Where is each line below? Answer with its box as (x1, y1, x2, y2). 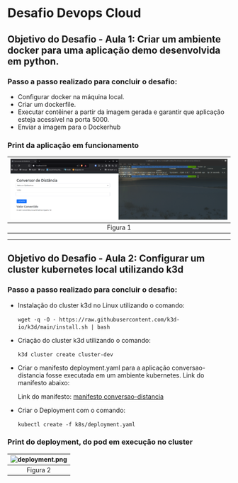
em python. (7, 55, 59, 67)
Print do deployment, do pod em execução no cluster (7, 437, 193, 447)
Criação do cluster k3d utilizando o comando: (17, 336, 151, 344)
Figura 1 (106, 223, 132, 232)
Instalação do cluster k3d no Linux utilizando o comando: (17, 301, 185, 309)
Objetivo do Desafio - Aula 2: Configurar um (7, 253, 205, 265)
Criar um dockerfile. (17, 100, 76, 108)
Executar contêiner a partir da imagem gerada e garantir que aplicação (17, 108, 225, 116)
